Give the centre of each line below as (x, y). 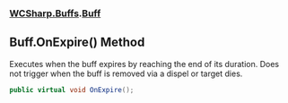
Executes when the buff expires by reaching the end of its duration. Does (144, 64)
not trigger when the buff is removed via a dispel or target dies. (126, 73)
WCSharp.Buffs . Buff (55, 13)
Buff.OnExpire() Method (77, 43)
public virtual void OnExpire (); (72, 90)
